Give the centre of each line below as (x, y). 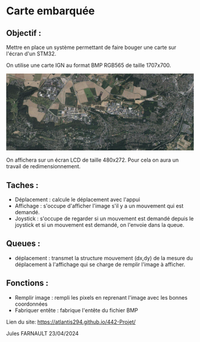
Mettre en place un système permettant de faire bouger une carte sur (91, 47)
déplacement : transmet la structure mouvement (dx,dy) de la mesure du (104, 258)
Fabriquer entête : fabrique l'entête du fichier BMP (76, 310)
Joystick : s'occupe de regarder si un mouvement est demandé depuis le (104, 218)
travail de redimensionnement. (43, 167)
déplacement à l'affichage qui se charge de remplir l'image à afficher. (100, 264)
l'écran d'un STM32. (31, 54)
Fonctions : (27, 283)
